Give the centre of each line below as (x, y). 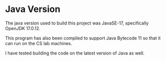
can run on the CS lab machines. (39, 43)
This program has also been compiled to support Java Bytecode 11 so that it (83, 38)
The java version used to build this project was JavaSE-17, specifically (77, 23)
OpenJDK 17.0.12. (23, 28)
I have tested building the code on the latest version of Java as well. (75, 53)
